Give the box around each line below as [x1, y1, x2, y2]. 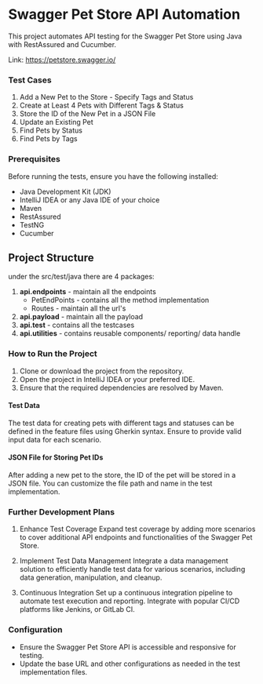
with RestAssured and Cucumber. [8, 39, 116, 49]
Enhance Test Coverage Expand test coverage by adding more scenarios [19, 524, 256, 534]
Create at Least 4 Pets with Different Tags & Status [19, 100, 184, 111]
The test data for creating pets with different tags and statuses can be [8, 418, 235, 427]
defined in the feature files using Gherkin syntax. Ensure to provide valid [8, 426, 242, 436]
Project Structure [8, 251, 94, 264]
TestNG [19, 220, 45, 229]
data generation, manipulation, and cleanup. [19, 573, 163, 582]
